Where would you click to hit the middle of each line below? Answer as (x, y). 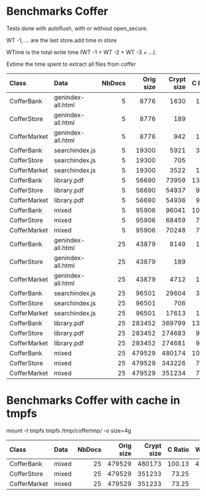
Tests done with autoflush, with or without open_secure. (77, 28)
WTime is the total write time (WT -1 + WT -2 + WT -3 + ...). (82, 52)
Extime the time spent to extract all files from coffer (71, 64)
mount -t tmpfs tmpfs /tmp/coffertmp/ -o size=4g (69, 430)
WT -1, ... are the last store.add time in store (62, 40)
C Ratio (178, 449)
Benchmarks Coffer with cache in (93, 400)
